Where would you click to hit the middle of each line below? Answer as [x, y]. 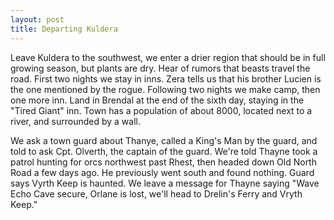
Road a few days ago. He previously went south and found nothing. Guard [162, 172]
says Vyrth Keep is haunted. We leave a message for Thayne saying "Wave [165, 183]
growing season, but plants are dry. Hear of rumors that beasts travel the [160, 68]
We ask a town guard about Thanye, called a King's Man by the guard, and [164, 140]
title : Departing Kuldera [64, 29]
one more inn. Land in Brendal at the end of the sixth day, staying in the [157, 100]
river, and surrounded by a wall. [75, 121]
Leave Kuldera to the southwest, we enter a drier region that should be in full [168, 57]
